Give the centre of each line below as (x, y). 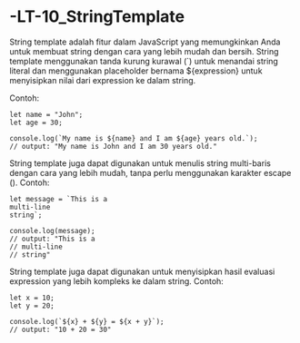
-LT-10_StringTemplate (97, 17)
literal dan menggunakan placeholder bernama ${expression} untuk (136, 71)
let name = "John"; (46, 114)
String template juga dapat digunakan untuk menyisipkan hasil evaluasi (142, 271)
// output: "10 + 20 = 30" (60, 329)
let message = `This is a (58, 199)
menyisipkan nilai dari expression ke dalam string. (103, 80)
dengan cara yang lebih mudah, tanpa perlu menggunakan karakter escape (150, 172)
